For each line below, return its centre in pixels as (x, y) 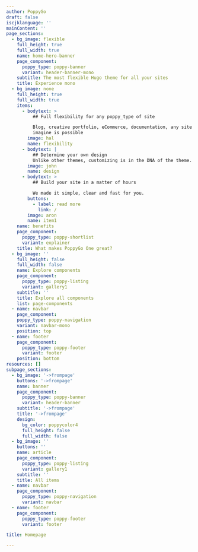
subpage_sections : (29, 370)
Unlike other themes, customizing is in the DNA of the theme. (112, 160)
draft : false (22, 17)
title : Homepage (26, 535)
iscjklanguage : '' (29, 23)
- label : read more (57, 204)
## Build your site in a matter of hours (84, 183)
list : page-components (45, 303)
